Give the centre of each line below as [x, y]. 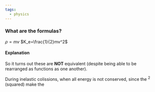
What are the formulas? [34, 31]
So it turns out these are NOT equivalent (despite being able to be [71, 64]
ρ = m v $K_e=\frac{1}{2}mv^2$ [36, 41]
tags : [10, 9]
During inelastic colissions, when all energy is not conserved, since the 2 [78, 79]
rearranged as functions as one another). [46, 69]
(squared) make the [25, 84]
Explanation [17, 53]
